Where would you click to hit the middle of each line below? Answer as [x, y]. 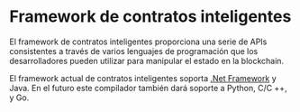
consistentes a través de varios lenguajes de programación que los [134, 51]
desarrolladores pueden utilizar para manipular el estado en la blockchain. [147, 61]
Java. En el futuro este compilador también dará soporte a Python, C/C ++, [148, 88]
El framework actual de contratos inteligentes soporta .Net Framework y [143, 78]
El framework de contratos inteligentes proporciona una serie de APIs [138, 42]
